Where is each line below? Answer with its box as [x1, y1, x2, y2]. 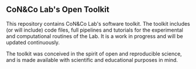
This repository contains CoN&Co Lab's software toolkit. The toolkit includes [6, 20, 190, 27]
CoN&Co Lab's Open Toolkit [6, 5, 109, 15]
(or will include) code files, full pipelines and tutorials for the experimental [6, 26, 183, 33]
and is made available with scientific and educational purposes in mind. [6, 56, 178, 63]
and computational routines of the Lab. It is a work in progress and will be [6, 32, 183, 40]
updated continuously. [6, 39, 60, 46]
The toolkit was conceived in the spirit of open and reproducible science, [6, 50, 183, 57]
